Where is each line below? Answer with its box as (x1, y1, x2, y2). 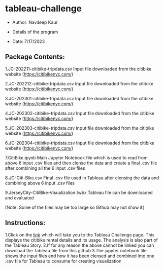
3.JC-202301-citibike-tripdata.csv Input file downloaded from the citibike (5, 95, 154, 101)
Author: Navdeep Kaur (12, 19, 58, 25)
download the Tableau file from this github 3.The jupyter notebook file (5, 247, 147, 253)
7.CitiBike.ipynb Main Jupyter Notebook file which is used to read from (5, 154, 148, 160)
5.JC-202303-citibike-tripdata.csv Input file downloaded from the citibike (5, 125, 154, 131)
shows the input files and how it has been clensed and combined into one (5, 253, 155, 259)
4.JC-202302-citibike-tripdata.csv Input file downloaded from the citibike (5, 110, 155, 116)
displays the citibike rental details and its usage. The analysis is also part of (5, 237, 158, 243)
